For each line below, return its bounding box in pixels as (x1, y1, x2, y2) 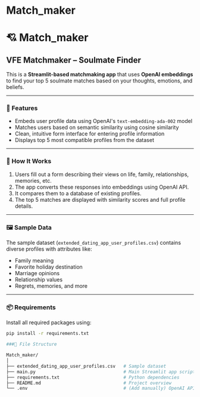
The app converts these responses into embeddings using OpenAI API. (14, 183, 189, 190)
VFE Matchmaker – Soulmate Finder (6, 55, 142, 65)
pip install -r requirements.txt (6, 331, 89, 337)
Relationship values (14, 276, 63, 284)
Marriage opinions (14, 270, 60, 277)
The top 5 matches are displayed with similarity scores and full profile (14, 196, 186, 203)
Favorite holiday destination (14, 263, 83, 270)
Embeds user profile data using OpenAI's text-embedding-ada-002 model (14, 118, 192, 125)
